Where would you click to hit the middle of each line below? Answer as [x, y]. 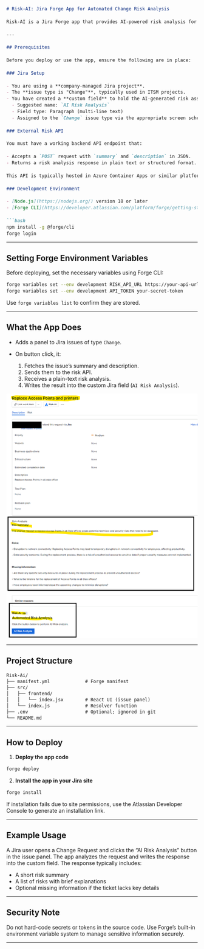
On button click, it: [38, 354]
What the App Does [44, 328]
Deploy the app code [42, 757]
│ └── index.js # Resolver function [72, 706]
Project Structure [39, 660]
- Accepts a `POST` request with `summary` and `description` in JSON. [99, 157]
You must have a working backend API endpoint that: [74, 144]
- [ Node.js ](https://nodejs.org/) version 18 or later [77, 201]
